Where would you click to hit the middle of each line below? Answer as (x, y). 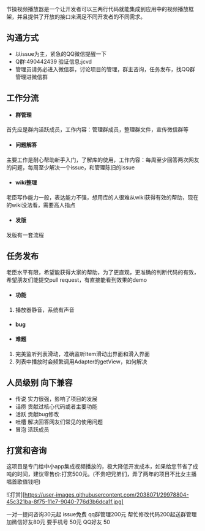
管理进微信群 (31, 77)
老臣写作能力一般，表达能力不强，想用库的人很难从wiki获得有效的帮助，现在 (102, 197)
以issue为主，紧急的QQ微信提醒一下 (61, 53)
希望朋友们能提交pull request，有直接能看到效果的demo (77, 280)
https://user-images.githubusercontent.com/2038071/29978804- (106, 495)
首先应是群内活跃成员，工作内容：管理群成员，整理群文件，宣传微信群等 (97, 130)
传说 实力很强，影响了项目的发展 (56, 398)
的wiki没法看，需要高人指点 (41, 205)
